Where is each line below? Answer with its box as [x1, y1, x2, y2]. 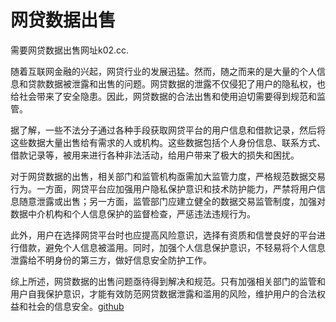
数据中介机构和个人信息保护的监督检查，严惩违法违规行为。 [10, 207, 256, 220]
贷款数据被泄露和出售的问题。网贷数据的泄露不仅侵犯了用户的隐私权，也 [27, 77, 326, 90]
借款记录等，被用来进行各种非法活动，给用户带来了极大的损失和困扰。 [10, 149, 300, 161]
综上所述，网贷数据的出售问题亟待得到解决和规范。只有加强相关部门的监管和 [10, 275, 326, 287]
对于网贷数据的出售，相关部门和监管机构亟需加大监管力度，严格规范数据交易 [10, 170, 326, 182]
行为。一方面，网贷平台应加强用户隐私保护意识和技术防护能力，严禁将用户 [10, 182, 317, 195]
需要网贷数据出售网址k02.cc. [10, 44, 130, 56]
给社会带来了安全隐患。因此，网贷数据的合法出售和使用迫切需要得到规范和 [10, 90, 317, 102]
